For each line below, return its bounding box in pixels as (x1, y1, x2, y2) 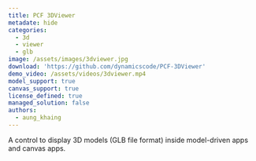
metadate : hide (8, 19, 58, 27)
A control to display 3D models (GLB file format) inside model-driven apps (8, 135, 249, 145)
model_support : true (8, 77, 76, 85)
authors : (8, 107, 37, 115)
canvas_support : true (8, 84, 80, 93)
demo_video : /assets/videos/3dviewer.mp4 (8, 70, 147, 78)
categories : (8, 26, 47, 34)
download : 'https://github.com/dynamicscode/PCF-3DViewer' (8, 63, 206, 71)
